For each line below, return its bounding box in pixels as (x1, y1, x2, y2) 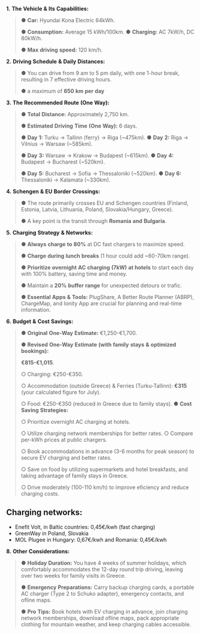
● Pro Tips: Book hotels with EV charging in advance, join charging (20, 608, 188, 615)
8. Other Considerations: (6, 548, 70, 555)
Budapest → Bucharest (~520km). (20, 158, 105, 165)
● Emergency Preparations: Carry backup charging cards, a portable (20, 584, 195, 591)
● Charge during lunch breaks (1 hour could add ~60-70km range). (20, 252, 190, 259)
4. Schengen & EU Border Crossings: (6, 188, 101, 195)
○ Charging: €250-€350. (20, 371, 83, 378)
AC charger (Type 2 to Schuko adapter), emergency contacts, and (20, 590, 184, 597)
